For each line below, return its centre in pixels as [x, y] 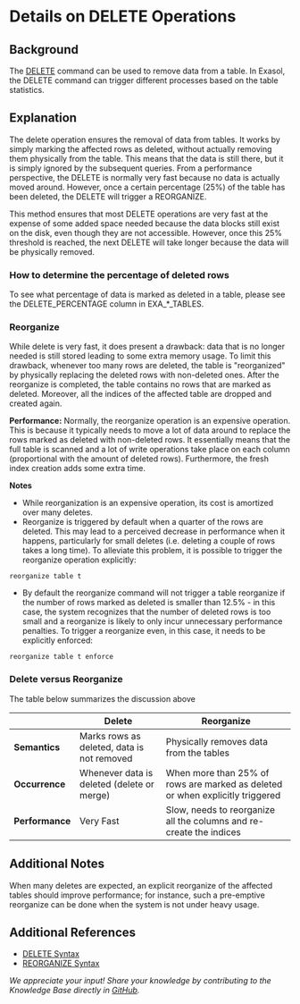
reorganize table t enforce [62, 657]
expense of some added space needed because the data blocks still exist [144, 223]
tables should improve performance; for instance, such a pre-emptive [137, 895]
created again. [36, 403]
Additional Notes [57, 864]
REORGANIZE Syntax [61, 964]
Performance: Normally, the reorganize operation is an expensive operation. [150, 421]
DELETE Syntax [51, 954]
